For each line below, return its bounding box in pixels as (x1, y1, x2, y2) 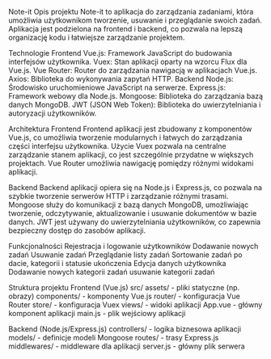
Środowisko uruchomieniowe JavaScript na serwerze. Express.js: (8, 82, 227, 92)
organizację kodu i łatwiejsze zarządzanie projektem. (8, 32, 185, 42)
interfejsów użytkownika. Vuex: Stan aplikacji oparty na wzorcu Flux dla (8, 57, 248, 66)
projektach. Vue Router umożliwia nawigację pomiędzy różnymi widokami (8, 158, 254, 168)
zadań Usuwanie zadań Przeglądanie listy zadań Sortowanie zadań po (8, 250, 243, 260)
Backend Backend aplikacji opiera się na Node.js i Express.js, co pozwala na (8, 183, 263, 192)
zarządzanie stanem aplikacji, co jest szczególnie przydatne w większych (8, 150, 254, 159)
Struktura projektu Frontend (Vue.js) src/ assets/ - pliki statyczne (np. (8, 283, 240, 292)
